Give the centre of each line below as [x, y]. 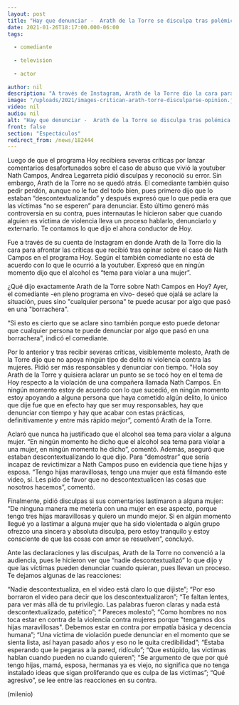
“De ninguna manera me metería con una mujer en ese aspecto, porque [112, 509]
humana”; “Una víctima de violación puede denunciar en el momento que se [118, 635]
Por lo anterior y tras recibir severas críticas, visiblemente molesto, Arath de [118, 352]
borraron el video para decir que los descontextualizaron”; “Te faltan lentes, [118, 597]
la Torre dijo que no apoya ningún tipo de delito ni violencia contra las [109, 360]
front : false [27, 127]
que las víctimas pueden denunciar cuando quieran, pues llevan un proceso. [119, 568]
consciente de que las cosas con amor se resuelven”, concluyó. [101, 539]
